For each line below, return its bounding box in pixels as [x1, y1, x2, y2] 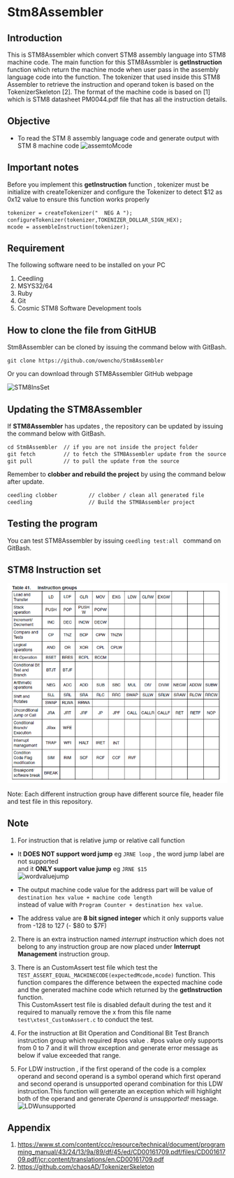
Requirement [7, 243, 65, 254]
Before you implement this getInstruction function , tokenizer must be [7, 180, 210, 189]
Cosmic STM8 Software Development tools [17, 304, 142, 313]
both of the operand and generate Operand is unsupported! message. [17, 1094, 219, 1102]
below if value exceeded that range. [17, 1051, 121, 1059]
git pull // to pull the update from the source [7, 458, 180, 465]
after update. [7, 477, 45, 486]
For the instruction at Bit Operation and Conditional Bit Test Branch [17, 1028, 210, 1037]
